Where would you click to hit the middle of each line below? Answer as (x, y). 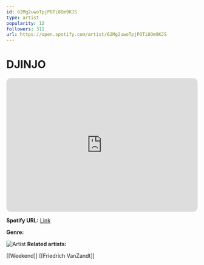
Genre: (15, 232)
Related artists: (47, 244)
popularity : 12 (25, 23)
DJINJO (26, 65)
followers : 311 (25, 29)
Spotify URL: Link (29, 221)
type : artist (23, 18)
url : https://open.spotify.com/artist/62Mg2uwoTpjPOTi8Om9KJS (87, 35)
